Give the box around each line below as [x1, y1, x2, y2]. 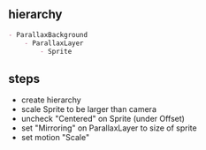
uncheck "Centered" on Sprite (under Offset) [20, 114, 185, 124]
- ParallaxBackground [8, 30, 88, 39]
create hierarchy [20, 94, 81, 105]
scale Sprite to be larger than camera [20, 104, 156, 115]
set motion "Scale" [20, 132, 90, 143]
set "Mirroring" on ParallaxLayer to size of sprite [20, 123, 197, 133]
